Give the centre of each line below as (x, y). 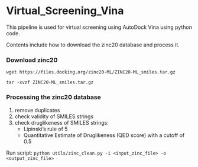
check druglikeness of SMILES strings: (62, 122)
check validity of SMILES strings (54, 116)
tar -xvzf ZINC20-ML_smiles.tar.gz (50, 83)
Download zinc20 (32, 60)
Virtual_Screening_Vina (65, 11)
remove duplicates (37, 110)
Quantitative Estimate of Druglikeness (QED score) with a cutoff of (104, 135)
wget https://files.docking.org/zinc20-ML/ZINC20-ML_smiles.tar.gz (91, 72)
